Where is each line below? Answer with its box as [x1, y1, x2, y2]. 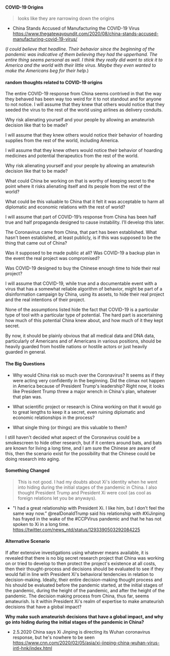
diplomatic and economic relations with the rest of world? [5, 204, 125, 210]
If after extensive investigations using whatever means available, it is [5, 549, 149, 556]
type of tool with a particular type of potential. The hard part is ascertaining [5, 312, 163, 318]
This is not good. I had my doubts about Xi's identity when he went [17, 479, 158, 485]
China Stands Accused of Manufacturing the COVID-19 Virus [12, 25, 140, 32]
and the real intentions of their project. [5, 297, 85, 303]
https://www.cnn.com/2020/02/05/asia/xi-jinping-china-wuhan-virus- [12, 640, 160, 646]
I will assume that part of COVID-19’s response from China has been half [5, 214, 156, 220]
